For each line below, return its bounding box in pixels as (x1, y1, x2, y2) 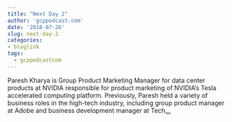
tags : (7, 50, 23, 57)
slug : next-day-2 (7, 30, 59, 38)
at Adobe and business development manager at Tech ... (7, 106, 171, 114)
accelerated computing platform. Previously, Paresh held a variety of (7, 91, 208, 99)
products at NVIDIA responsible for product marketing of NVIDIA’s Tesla (7, 83, 216, 92)
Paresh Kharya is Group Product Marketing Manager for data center (7, 76, 206, 84)
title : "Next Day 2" (7, 10, 69, 18)
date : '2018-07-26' (7, 23, 65, 30)
